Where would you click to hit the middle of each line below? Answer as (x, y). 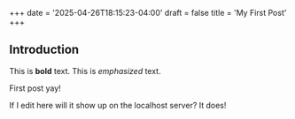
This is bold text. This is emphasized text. (85, 71)
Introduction (44, 50)
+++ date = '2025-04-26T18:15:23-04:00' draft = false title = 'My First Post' (148, 13)
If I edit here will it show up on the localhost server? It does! (118, 105)
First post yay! (35, 88)
